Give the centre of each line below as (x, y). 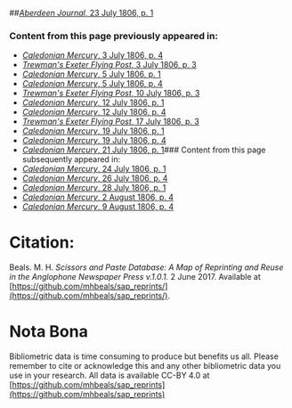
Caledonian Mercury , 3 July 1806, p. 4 (92, 55)
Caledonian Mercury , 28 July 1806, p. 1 (94, 188)
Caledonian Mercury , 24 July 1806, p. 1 (94, 169)
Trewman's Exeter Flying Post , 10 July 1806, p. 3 (111, 94)
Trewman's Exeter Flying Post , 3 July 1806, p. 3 (109, 65)
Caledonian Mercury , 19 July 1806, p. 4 (94, 141)
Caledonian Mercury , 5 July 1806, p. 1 (92, 74)
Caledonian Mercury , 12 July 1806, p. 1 (93, 102)
